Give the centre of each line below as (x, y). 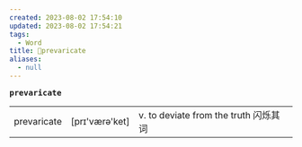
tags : (19, 34)
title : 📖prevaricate (48, 51)
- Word (30, 43)
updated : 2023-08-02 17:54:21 (66, 26)
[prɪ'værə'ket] (100, 121)
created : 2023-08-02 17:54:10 (66, 17)
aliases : (26, 59)
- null (30, 68)
